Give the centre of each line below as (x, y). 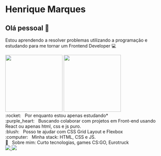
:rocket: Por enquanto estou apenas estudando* (57, 115)
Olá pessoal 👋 (27, 28)
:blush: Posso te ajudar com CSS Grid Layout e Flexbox (64, 132)
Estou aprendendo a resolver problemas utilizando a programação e (76, 40)
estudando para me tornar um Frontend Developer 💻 (61, 46)
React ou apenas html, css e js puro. (43, 126)
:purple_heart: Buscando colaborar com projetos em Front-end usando (80, 121)
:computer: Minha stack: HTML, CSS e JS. (51, 137)
